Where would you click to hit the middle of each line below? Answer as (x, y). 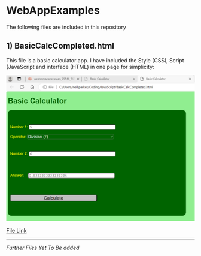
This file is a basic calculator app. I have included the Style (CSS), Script (95, 60)
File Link (16, 230)
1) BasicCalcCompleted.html (60, 46)
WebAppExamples (53, 10)
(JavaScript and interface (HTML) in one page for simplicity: (80, 67)
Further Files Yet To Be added (43, 248)
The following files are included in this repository (66, 27)
